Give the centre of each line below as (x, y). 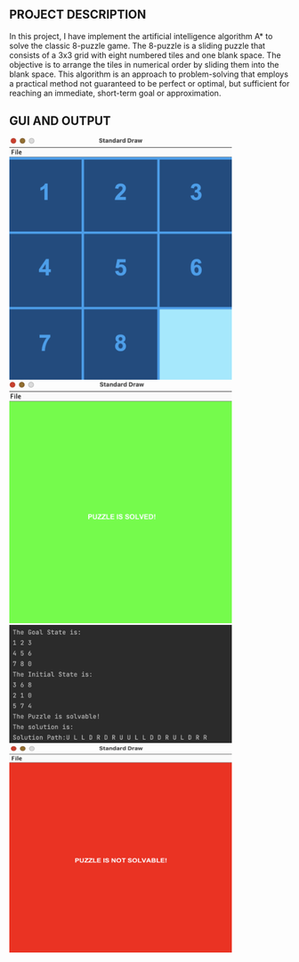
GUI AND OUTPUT (60, 121)
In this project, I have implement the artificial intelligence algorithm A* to (141, 36)
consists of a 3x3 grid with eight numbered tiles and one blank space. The (145, 55)
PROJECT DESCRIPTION (78, 15)
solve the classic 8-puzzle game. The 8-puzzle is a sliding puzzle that (137, 45)
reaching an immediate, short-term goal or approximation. (115, 93)
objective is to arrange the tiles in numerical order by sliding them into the (144, 64)
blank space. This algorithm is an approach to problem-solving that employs (149, 74)
